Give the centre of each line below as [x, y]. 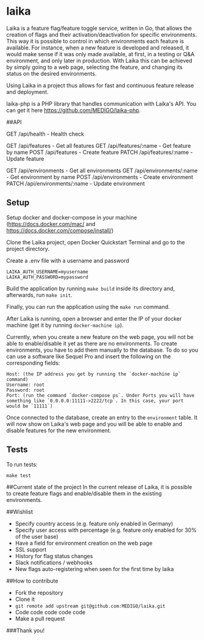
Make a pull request [40, 619]
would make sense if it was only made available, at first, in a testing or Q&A [100, 54]
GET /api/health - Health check [45, 134]
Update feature [25, 158]
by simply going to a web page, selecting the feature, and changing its [94, 67]
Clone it [25, 599]
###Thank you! [25, 630]
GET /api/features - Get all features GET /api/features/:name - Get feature [99, 145]
